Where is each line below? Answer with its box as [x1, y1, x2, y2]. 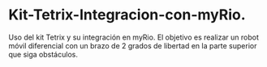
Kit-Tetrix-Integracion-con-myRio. [8, 6, 246, 24]
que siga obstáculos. [8, 49, 79, 59]
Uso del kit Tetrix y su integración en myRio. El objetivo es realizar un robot [8, 32, 260, 42]
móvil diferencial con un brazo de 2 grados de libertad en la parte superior [8, 40, 257, 50]
